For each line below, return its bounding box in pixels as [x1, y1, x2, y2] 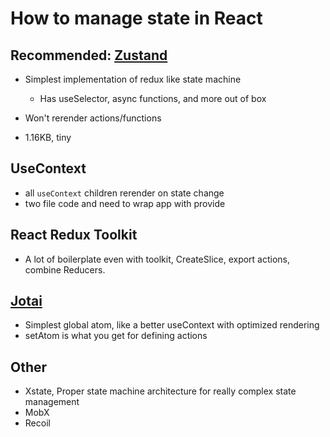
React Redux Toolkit [10, 227, 138, 244]
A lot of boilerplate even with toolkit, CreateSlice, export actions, [24, 253, 291, 265]
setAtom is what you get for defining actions [24, 330, 208, 342]
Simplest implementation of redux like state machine [24, 73, 242, 85]
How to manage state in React [10, 7, 263, 30]
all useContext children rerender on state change [24, 187, 225, 199]
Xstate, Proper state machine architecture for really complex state [24, 385, 297, 397]
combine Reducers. [24, 263, 106, 276]
